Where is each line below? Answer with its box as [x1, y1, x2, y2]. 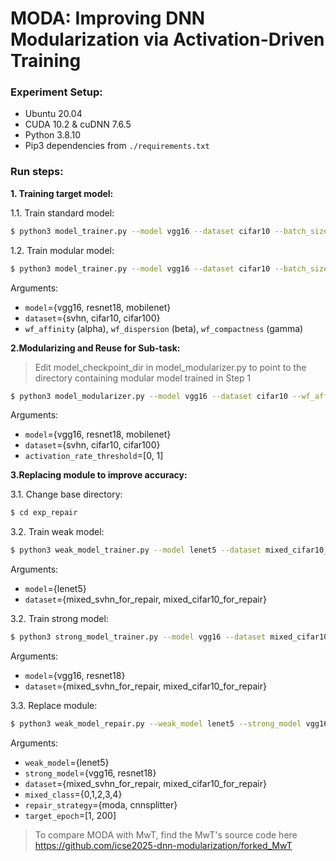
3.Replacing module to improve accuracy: [10, 469, 188, 481]
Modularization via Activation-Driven [10, 28, 325, 51]
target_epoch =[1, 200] [24, 809, 117, 821]
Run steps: [10, 165, 64, 179]
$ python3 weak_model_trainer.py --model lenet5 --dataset [10, 545, 262, 556]
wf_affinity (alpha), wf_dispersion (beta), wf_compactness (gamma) [24, 322, 304, 334]
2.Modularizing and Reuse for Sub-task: [10, 342, 181, 354]
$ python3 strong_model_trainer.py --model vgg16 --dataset [10, 632, 267, 642]
